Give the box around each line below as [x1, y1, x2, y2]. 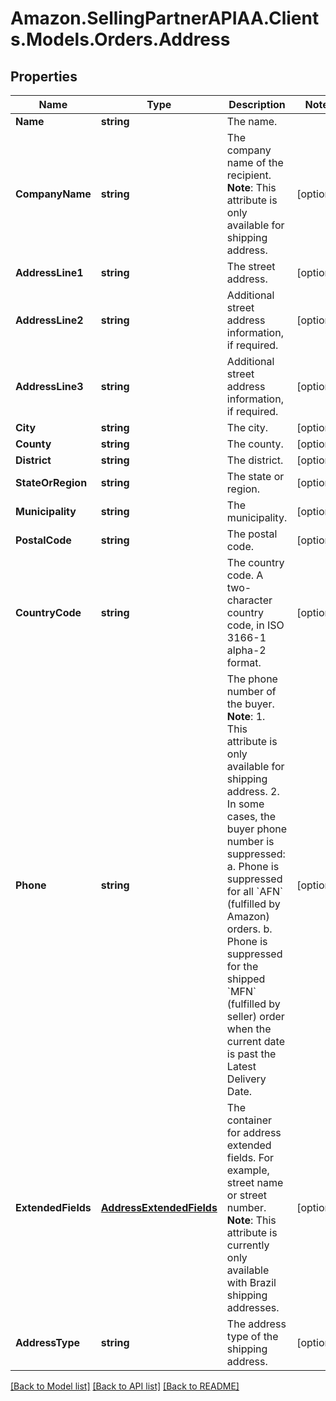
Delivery [226, 1072, 267, 1086]
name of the [226, 156, 284, 169]
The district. [226, 453, 284, 467]
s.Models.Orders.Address [10, 28, 231, 51]
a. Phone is [226, 860, 280, 873]
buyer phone [226, 822, 288, 836]
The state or [226, 470, 285, 483]
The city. [226, 421, 269, 434]
